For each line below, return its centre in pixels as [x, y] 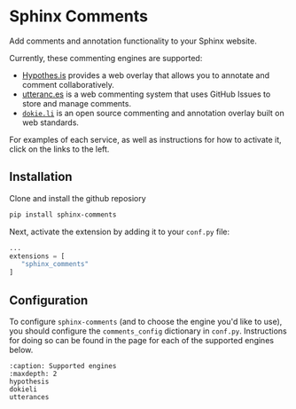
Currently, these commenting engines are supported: [106, 58]
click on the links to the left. [59, 149]
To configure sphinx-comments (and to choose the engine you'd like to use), [146, 321]
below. [21, 350]
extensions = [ [37, 256]
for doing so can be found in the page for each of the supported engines [142, 340]
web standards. [51, 122]
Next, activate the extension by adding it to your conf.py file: [120, 232]
